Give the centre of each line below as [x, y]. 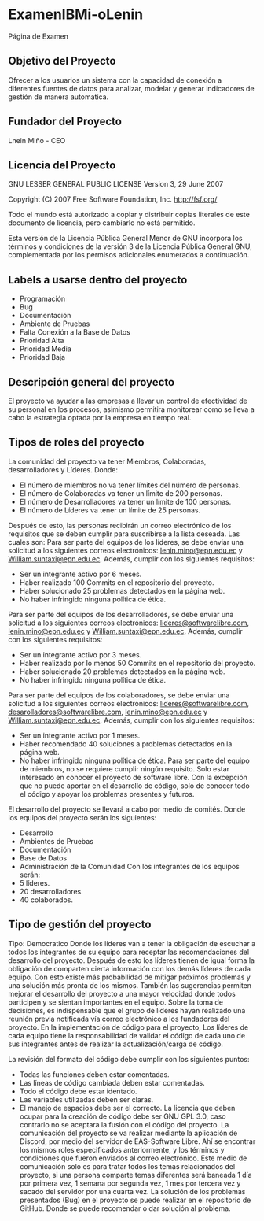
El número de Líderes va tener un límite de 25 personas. [110, 510]
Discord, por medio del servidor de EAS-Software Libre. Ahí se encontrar [137, 1141]
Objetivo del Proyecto [62, 61]
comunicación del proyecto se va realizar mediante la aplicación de [128, 1133]
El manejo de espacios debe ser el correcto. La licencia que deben [127, 1108]
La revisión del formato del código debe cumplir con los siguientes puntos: [129, 1059]
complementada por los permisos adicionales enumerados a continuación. [129, 255]
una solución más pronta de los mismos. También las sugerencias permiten [130, 985]
